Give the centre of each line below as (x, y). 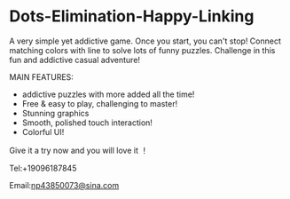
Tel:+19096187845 (43, 168)
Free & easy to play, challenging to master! (100, 103)
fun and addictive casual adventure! (74, 60)
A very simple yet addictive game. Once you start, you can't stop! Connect (145, 41)
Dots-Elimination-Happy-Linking (132, 16)
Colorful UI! (43, 131)
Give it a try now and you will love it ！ (79, 150)
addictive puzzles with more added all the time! (108, 94)
